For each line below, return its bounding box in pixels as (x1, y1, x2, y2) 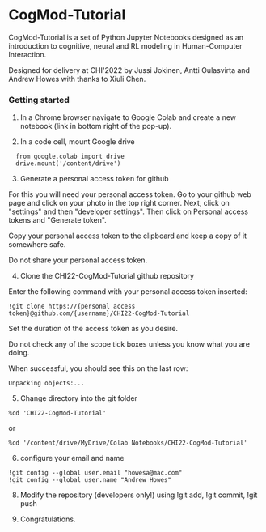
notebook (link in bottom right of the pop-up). (19, 121, 172, 131)
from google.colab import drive (15, 152, 125, 161)
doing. (8, 348, 30, 358)
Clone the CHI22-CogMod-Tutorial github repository (19, 271, 195, 281)
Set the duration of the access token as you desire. (8, 324, 179, 334)
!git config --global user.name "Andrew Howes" (8, 476, 172, 484)
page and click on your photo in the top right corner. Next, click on (8, 198, 230, 208)
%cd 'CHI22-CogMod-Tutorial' (8, 409, 107, 418)
